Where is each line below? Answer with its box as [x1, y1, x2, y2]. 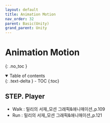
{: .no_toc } [5, 63, 27, 69]
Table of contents [9, 73, 45, 79]
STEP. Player [5, 92, 45, 101]
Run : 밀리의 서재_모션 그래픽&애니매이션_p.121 [12, 112, 102, 118]
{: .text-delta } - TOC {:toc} [5, 78, 60, 84]
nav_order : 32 [5, 16, 34, 21]
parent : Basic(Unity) [5, 21, 50, 26]
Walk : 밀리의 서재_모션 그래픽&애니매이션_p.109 [12, 106, 106, 112]
